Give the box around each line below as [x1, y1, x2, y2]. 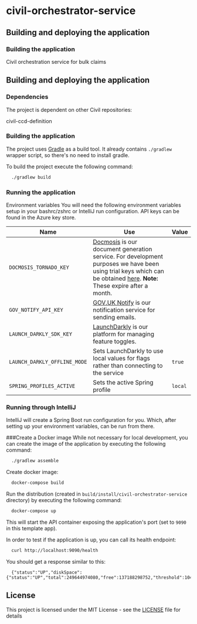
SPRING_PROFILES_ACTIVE [9, 383, 76, 390]
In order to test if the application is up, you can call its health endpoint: [6, 536, 176, 543]
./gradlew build [11, 174, 51, 180]
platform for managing [93, 330, 154, 338]
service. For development [93, 253, 163, 261]
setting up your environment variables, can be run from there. [6, 423, 155, 430]
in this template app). [6, 524, 57, 531]
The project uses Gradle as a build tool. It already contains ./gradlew [6, 145, 172, 152]
